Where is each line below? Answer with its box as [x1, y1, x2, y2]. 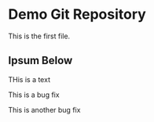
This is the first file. [8, 31, 71, 41]
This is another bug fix [8, 105, 81, 114]
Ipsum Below [8, 54, 73, 67]
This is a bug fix [8, 90, 60, 99]
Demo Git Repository [8, 5, 147, 23]
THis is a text [8, 74, 51, 84]
